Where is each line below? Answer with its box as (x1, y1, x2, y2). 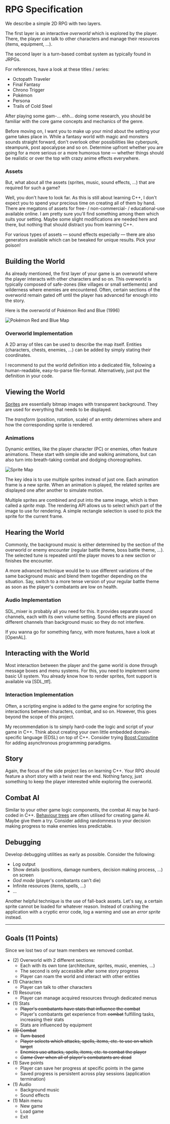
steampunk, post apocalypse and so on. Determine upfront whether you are (5, 144, 163, 150)
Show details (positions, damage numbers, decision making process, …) (12, 867, 163, 873)
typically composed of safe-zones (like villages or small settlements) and (5, 281, 158, 288)
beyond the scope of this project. (5, 713, 74, 720)
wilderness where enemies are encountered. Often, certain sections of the (5, 287, 160, 293)
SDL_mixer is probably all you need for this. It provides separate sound (5, 608, 153, 614)
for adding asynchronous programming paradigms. (5, 740, 112, 746)
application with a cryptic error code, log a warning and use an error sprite (5, 909, 161, 915)
